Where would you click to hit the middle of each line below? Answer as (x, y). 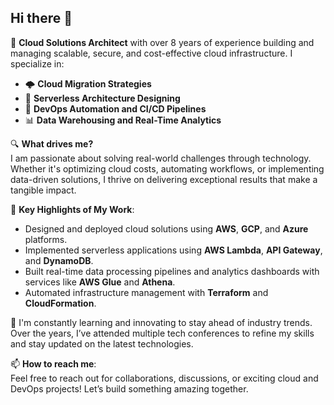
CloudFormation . (60, 303)
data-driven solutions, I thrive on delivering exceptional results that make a (164, 179)
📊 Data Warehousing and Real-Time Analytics (123, 120)
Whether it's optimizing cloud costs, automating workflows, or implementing (167, 168)
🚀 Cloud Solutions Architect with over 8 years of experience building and (162, 42)
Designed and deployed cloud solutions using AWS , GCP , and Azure (166, 228)
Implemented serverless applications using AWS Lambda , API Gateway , (173, 250)
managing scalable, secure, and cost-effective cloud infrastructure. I (151, 53)
